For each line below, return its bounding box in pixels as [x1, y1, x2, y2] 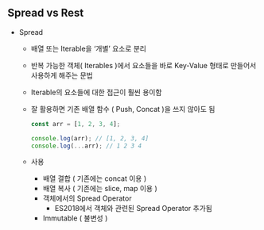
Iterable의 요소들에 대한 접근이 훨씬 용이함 [30, 87, 162, 97]
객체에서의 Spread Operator [42, 194, 132, 203]
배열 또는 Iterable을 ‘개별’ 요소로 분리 [30, 44, 146, 53]
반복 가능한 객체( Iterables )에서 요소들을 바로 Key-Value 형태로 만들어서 [30, 60, 257, 70]
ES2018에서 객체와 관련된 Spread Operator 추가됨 [54, 204, 212, 213]
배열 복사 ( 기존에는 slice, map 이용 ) [42, 184, 158, 194]
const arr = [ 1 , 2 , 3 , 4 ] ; [30, 120, 121, 128]
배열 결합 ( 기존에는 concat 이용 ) [42, 174, 147, 183]
